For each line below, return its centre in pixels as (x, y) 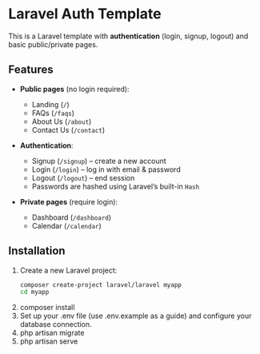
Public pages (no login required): (74, 89)
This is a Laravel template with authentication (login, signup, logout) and (128, 36)
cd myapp (34, 292)
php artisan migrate (52, 333)
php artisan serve (49, 341)
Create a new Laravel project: (68, 270)
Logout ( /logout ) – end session (83, 177)
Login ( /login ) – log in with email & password (106, 169)
